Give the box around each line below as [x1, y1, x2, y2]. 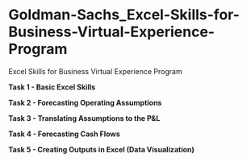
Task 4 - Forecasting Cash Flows [8, 129, 121, 139]
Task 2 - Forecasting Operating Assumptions [8, 98, 162, 107]
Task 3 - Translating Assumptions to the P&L [8, 113, 161, 123]
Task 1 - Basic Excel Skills [8, 82, 96, 92]
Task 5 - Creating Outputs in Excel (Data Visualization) [8, 144, 195, 154]
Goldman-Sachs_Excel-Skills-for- [8, 6, 241, 24]
